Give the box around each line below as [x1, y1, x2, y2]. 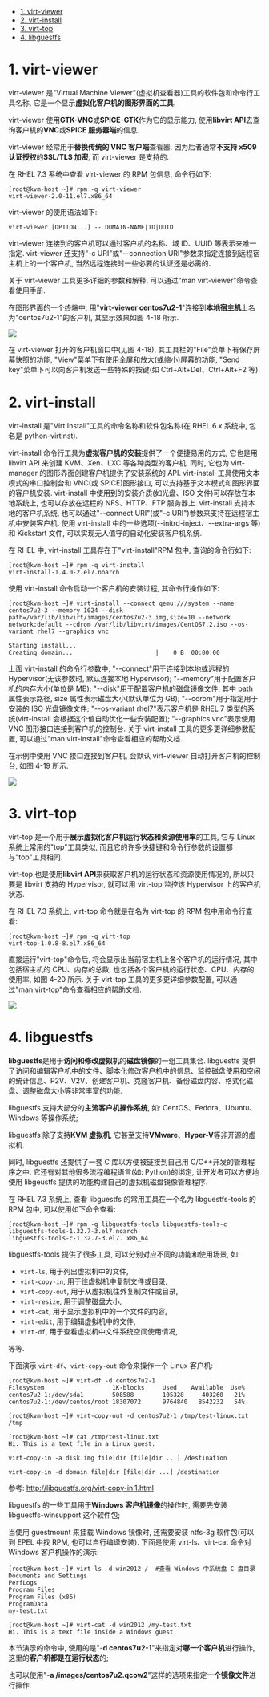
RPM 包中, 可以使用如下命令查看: [8, 1204, 116, 1214]
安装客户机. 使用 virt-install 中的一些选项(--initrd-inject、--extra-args [22, 518, 250, 528]
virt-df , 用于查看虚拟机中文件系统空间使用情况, [19, 1326, 178, 1336]
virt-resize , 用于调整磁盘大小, [19, 1296, 122, 1306]
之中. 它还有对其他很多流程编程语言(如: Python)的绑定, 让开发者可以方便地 [14, 1167, 259, 1176]
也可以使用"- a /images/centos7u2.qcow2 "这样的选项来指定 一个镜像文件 [8, 1670, 250, 1679]
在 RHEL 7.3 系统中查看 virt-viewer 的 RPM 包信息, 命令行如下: [8, 168, 212, 179]
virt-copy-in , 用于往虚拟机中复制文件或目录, [19, 1276, 168, 1286]
